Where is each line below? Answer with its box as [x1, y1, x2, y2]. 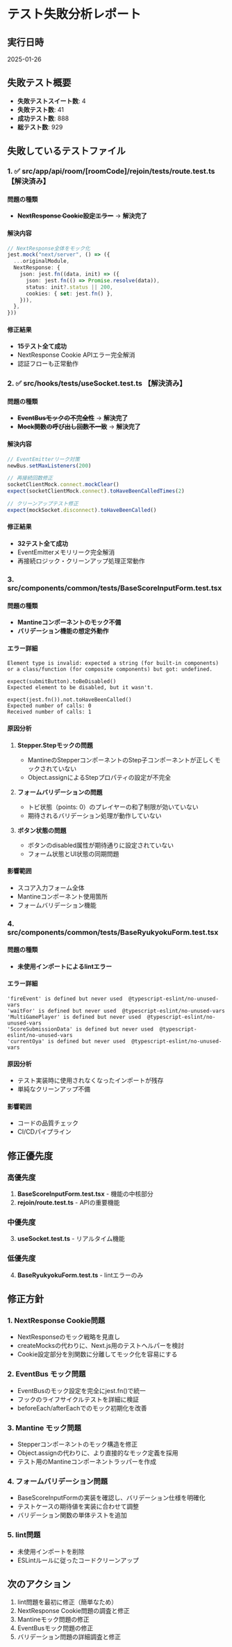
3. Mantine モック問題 [7, 1423, 81, 1433]
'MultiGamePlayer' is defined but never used [7, 1013, 141, 1021]
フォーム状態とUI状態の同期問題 [27, 849, 119, 858]
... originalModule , [13, 258, 70, 265]
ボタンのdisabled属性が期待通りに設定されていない [27, 841, 174, 849]
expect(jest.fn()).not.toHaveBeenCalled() [7, 696, 132, 703]
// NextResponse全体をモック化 [7, 245, 90, 252]
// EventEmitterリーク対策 [7, 456, 80, 463]
